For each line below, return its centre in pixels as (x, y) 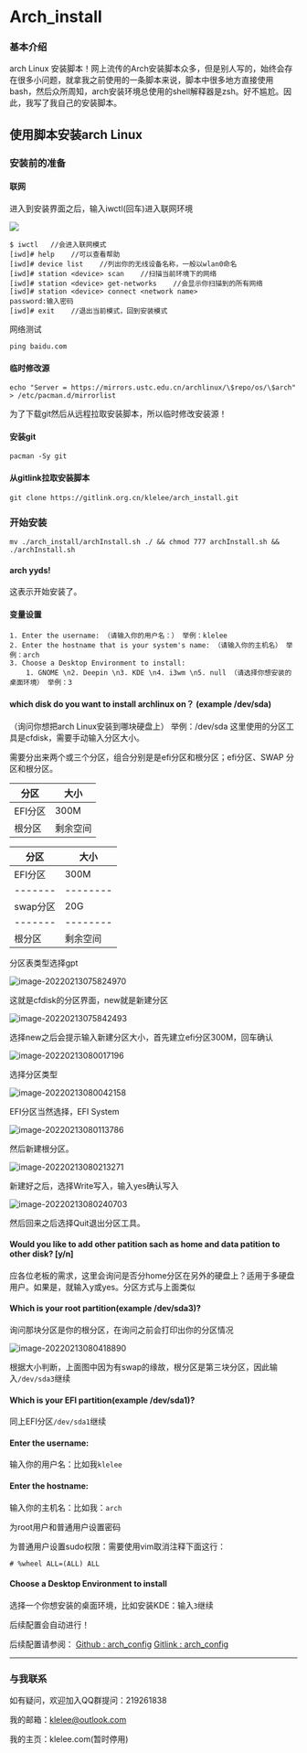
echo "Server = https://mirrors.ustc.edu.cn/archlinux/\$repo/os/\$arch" (153, 388)
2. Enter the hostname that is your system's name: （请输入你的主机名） (146, 646)
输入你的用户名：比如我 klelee (66, 1464)
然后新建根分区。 (42, 1149)
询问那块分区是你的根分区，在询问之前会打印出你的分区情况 (122, 1330)
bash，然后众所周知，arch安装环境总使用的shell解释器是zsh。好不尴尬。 (147, 91)
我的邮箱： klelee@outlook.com (68, 1720)
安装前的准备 (38, 163)
